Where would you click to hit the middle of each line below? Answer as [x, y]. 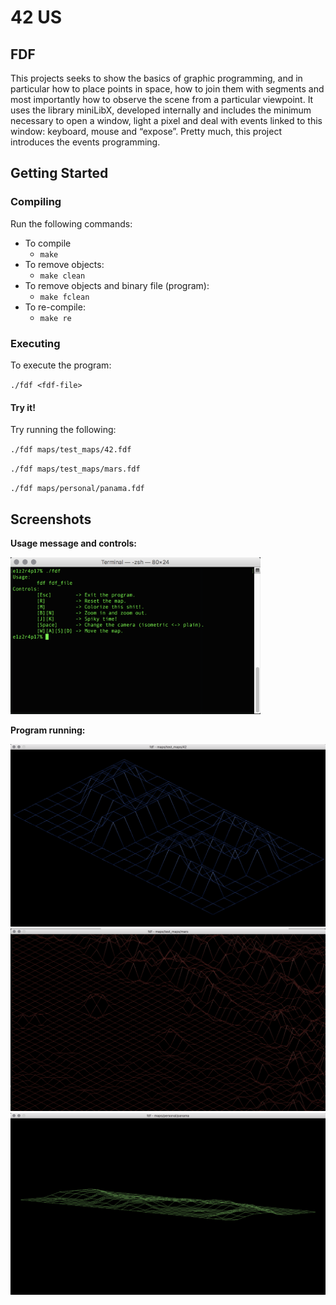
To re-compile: [55, 307]
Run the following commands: [71, 223]
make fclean [64, 297]
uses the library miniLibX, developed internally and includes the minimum [161, 110]
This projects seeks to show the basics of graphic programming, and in [156, 78]
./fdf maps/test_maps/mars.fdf [75, 469]
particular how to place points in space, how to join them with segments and [167, 89]
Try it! [23, 407]
